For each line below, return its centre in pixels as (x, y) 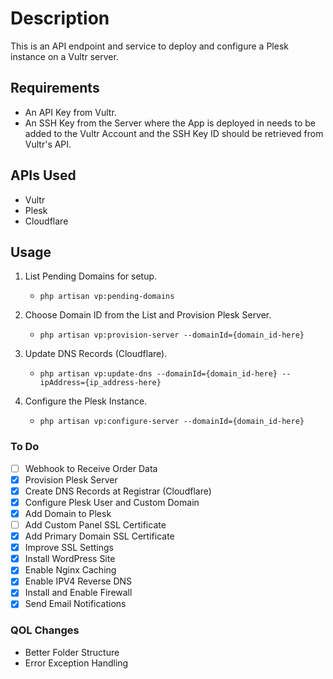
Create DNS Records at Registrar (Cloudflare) (118, 491)
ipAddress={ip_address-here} (100, 383)
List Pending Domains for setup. (91, 276)
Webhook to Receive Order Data (91, 468)
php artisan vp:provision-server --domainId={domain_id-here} (172, 335)
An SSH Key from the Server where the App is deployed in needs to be (170, 123)
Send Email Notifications (75, 604)
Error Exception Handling (76, 663)
